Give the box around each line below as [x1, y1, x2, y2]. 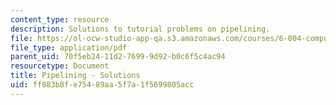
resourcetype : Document [10, 61, 110, 71]
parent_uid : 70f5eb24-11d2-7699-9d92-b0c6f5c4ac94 [10, 52, 226, 62]
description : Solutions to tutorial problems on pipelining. [10, 24, 271, 34]
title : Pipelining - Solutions [10, 71, 141, 81]
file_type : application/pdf [10, 42, 128, 53]
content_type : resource [10, 14, 110, 25]
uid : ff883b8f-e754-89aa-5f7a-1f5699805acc [10, 80, 195, 90]
